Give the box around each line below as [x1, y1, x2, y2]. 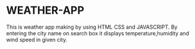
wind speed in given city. [6, 36, 67, 43]
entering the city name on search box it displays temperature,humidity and [6, 29, 190, 36]
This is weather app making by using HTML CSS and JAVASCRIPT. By [6, 23, 178, 30]
